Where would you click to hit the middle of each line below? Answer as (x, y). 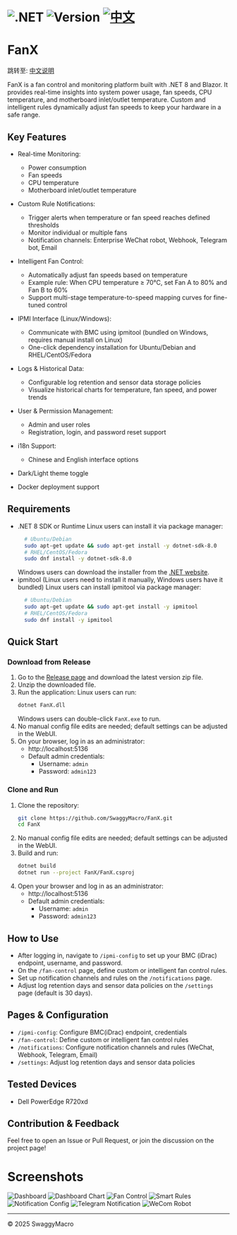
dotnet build (37, 866)
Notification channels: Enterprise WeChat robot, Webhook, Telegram (128, 240)
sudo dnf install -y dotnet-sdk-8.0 (78, 559)
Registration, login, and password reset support (97, 432)
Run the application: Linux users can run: (77, 692)
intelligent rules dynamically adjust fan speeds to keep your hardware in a (114, 107)
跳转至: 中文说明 (31, 71)
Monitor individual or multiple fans (78, 232)
